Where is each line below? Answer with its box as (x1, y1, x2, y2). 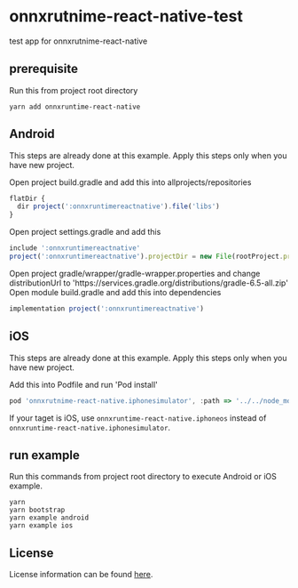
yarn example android (9, 513, 90, 522)
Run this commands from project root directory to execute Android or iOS (9, 471, 278, 482)
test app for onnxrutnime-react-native (9, 36, 148, 46)
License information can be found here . (9, 569, 153, 580)
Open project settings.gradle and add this (9, 227, 161, 238)
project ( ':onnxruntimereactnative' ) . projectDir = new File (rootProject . (9, 252, 284, 262)
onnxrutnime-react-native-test (9, 6, 244, 27)
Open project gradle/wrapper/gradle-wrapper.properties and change (9, 268, 261, 278)
